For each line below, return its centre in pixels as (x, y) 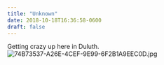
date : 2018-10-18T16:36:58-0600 (54, 20)
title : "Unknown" (33, 14)
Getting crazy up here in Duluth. (53, 47)
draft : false (26, 27)
